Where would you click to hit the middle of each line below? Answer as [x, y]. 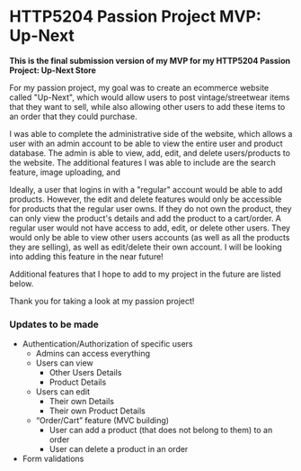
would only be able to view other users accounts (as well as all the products [150, 237]
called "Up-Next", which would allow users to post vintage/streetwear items [150, 97]
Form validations [53, 459]
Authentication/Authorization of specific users [107, 344]
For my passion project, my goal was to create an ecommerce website [139, 87]
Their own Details [82, 402]
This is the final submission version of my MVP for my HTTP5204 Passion [150, 60]
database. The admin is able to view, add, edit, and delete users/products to [150, 153]
